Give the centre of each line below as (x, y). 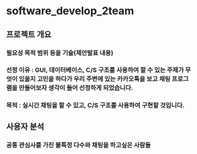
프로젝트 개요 (29, 34)
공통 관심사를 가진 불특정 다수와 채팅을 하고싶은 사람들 (79, 145)
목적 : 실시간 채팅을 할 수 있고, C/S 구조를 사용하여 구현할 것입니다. (95, 105)
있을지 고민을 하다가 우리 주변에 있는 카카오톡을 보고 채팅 (95, 79)
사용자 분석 (25, 126)
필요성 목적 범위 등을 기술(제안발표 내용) (60, 53)
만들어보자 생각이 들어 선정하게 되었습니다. (76, 88)
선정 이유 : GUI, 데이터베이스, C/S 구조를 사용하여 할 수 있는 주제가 (95, 70)
